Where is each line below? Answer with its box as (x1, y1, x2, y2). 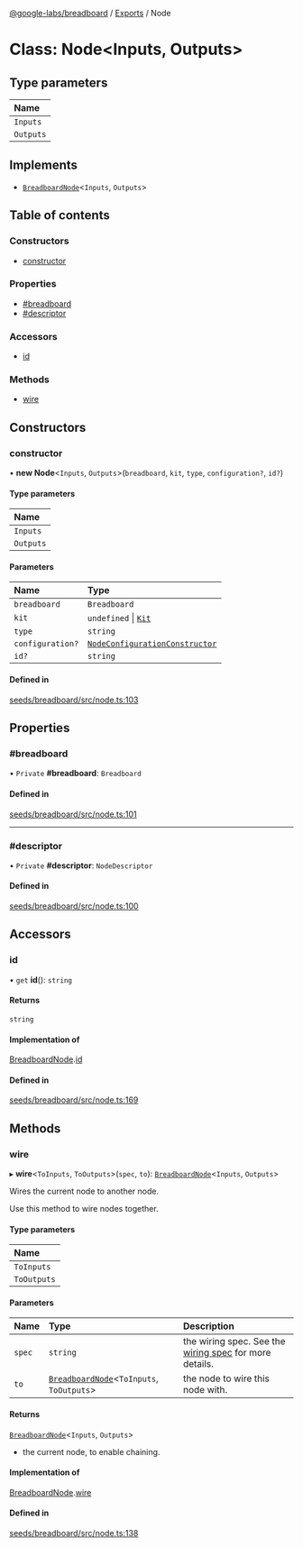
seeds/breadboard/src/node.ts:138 (9, 1528, 139, 1539)
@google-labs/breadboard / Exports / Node (9, 8, 171, 18)
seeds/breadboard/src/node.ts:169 (9, 1094, 139, 1105)
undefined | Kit (87, 612, 151, 625)
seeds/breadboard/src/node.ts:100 (9, 901, 139, 911)
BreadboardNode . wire (9, 1487, 92, 1497)
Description (183, 1320, 234, 1332)
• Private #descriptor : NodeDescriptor (9, 860, 153, 871)
